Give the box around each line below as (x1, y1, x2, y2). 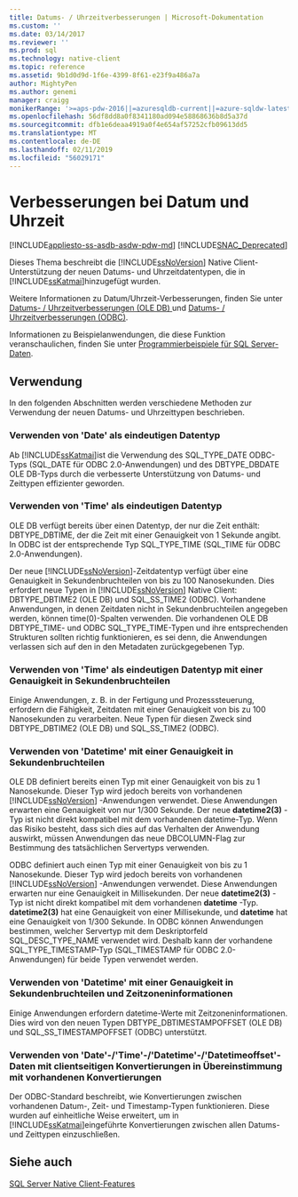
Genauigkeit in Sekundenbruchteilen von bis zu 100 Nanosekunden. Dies (9, 575, 275, 586)
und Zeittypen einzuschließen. (9, 1129, 121, 1140)
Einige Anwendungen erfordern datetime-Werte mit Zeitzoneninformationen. (9, 1008, 288, 1018)
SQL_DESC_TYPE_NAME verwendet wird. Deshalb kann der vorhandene (9, 935, 273, 946)
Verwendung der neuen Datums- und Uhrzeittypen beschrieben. (9, 407, 246, 418)
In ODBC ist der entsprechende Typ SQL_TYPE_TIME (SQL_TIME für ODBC (9, 539, 281, 549)
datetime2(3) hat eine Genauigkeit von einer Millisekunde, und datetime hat (9, 907, 288, 918)
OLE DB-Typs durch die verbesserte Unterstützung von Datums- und (9, 468, 262, 479)
